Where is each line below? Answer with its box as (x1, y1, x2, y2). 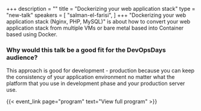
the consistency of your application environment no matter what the (6, 74, 175, 81)
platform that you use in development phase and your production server (6, 80, 185, 87)
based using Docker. (6, 31, 57, 38)
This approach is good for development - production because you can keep (6, 67, 195, 74)
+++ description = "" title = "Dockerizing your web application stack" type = (6, 5, 196, 12)
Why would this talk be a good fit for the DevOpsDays (6, 45, 166, 54)
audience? (6, 53, 38, 62)
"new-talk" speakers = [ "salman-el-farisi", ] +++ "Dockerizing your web (6, 11, 187, 19)
